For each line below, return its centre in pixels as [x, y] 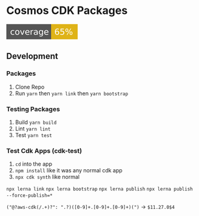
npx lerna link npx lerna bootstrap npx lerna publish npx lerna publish [99, 189]
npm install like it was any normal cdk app [69, 170]
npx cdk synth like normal [47, 177]
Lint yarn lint [33, 129]
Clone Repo [30, 87]
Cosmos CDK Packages [67, 11]
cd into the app [34, 164]
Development [32, 56]
